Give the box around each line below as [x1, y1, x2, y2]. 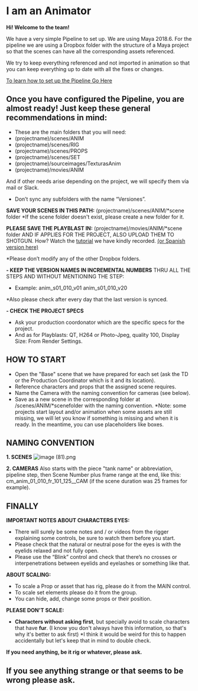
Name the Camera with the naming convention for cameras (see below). [14, 389, 191, 396]
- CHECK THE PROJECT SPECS [6, 307, 84, 314]
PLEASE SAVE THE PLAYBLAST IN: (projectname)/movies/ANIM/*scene [6, 224, 183, 232]
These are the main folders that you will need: [14, 128, 126, 136]
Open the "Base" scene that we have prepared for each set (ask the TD [14, 370, 189, 377]
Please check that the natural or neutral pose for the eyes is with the [14, 541, 181, 548]
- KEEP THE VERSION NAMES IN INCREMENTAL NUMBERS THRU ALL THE [6, 266, 191, 274]
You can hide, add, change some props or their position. [14, 595, 152, 602]
